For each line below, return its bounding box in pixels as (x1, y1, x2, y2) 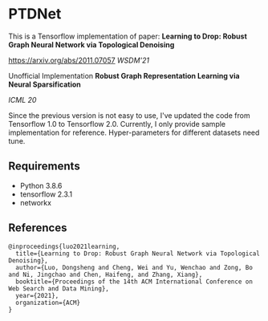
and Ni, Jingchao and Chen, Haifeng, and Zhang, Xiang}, (8, 270, 203, 278)
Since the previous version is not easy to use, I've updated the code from (8, 110, 250, 120)
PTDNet (8, 5, 62, 23)
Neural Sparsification (8, 79, 82, 89)
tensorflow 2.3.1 (19, 189, 73, 199)
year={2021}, (15, 291, 59, 299)
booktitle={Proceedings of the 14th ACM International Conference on (15, 278, 253, 286)
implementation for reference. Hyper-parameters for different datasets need (8, 128, 260, 137)
